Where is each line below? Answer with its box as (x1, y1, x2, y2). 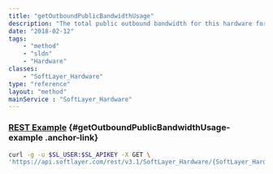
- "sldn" (23, 50, 53, 58)
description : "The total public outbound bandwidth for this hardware (8, 20, 253, 28)
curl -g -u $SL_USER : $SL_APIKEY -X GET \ (8, 150, 151, 159)
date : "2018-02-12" (8, 27, 75, 35)
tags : (8, 34, 27, 43)
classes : (8, 65, 38, 73)
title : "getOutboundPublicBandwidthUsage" (8, 11, 154, 20)
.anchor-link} (44, 132, 99, 143)
